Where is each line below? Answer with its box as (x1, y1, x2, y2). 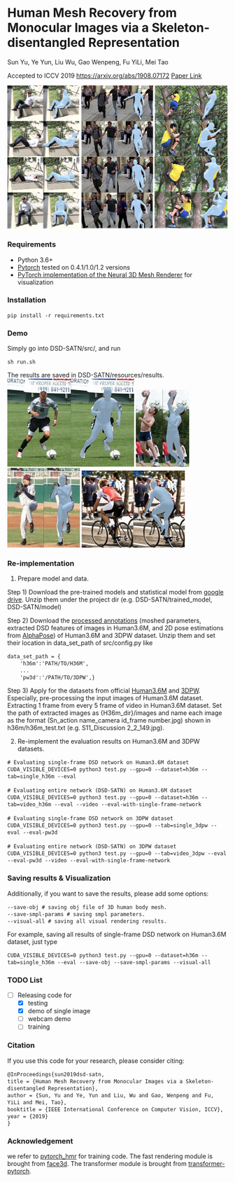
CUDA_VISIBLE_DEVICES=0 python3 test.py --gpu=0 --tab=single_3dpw (7, 822, 208, 829)
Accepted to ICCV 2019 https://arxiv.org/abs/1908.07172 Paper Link (7, 71, 202, 80)
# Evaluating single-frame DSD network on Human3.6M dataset (7, 759, 190, 766)
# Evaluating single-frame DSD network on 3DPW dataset (7, 815, 173, 822)
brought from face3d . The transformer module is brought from (7, 1159, 187, 1167)
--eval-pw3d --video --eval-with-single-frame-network (7, 857, 171, 864)
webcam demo (27, 1015, 71, 1023)
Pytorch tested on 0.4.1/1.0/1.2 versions (17, 263, 131, 271)
